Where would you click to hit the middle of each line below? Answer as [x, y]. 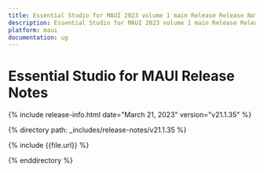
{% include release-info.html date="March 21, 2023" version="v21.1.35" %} [130, 115]
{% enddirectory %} [40, 160]
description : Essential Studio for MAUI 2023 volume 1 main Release [123, 23]
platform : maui [33, 30]
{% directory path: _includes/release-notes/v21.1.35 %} [97, 130]
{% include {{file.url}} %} [49, 145]
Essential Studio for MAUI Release [121, 76]
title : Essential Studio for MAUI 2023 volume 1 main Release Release [126, 15]
